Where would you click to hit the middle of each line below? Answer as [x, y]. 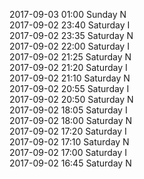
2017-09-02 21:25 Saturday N [70, 57]
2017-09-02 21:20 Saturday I [68, 67]
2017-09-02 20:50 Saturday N [71, 99]
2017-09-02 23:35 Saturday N [71, 35]
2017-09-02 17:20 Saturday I [68, 131]
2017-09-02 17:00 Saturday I [68, 152]
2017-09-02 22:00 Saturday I [69, 46]
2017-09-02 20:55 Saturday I [69, 88]
